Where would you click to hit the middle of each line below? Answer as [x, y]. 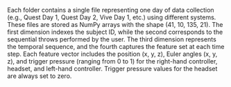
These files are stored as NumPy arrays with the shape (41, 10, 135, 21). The [115, 25]
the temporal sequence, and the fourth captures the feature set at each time [116, 47]
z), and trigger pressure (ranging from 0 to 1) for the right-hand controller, [112, 61]
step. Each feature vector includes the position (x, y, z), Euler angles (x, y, [112, 54]
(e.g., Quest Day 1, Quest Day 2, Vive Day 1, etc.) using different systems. [112, 17]
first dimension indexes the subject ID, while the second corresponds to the [115, 32]
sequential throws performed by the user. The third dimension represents [112, 39]
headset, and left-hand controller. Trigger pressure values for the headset [112, 69]
